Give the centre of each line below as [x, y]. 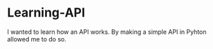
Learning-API [46, 13]
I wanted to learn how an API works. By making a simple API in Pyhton [107, 32]
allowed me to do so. [37, 39]
